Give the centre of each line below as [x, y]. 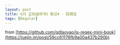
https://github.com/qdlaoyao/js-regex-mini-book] [66, 32]
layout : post [18, 9]
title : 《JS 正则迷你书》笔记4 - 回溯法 [41, 14]
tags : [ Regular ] [21, 18]
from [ [11, 32]
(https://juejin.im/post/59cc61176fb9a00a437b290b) [57, 37]
